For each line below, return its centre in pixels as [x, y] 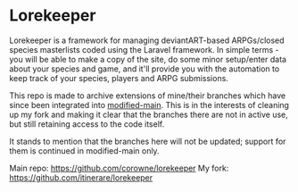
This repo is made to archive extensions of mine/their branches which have [148, 96]
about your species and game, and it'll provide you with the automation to [145, 69]
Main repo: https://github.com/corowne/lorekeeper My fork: [119, 168]
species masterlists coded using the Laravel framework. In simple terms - [144, 49]
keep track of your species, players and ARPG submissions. [119, 78]
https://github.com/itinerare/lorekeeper [81, 177]
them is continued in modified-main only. [84, 150]
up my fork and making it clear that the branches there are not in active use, [149, 114]
